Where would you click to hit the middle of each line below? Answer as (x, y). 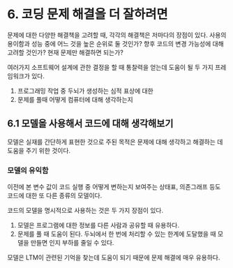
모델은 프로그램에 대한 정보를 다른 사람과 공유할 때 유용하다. (98, 225)
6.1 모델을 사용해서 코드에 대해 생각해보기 (90, 124)
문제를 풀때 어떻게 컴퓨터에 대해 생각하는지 (75, 99)
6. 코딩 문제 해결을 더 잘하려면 (88, 14)
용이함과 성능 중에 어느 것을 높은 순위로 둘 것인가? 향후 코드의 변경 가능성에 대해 (116, 43)
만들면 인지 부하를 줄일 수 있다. (72, 243)
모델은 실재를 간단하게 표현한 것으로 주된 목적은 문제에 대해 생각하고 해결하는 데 (115, 142)
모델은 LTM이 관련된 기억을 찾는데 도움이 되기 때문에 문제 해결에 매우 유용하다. (114, 258)
